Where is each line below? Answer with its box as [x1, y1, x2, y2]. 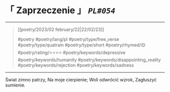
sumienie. [5, 82, 26, 88]
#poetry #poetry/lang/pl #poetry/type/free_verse [17, 36, 119, 42]
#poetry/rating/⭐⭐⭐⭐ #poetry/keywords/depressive [17, 49, 125, 56]
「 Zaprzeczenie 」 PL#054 [5, 5, 115, 16]
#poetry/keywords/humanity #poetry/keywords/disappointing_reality [17, 57, 161, 63]
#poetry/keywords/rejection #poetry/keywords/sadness [17, 62, 134, 68]
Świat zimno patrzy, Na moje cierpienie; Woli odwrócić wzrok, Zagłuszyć [5, 76, 157, 82]
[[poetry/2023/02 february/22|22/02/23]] [17, 26, 105, 32]
